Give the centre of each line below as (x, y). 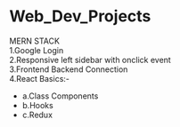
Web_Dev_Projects (80, 16)
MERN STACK (35, 41)
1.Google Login (37, 50)
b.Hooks (37, 105)
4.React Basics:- (39, 78)
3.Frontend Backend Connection (69, 69)
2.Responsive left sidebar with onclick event (90, 60)
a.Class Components (60, 96)
